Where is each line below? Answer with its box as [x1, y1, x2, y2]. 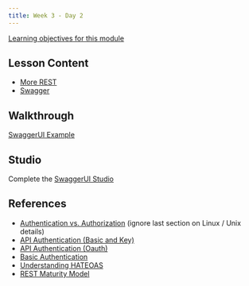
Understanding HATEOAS [19, 260, 103, 270]
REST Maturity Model [19, 269, 90, 278]
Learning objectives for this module [8, 33, 125, 43]
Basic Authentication [19, 252, 88, 261]
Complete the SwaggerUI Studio [8, 174, 114, 184]
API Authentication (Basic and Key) [19, 235, 135, 245]
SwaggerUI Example [8, 130, 76, 140]
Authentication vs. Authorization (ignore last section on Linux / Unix [19, 218, 241, 227]
